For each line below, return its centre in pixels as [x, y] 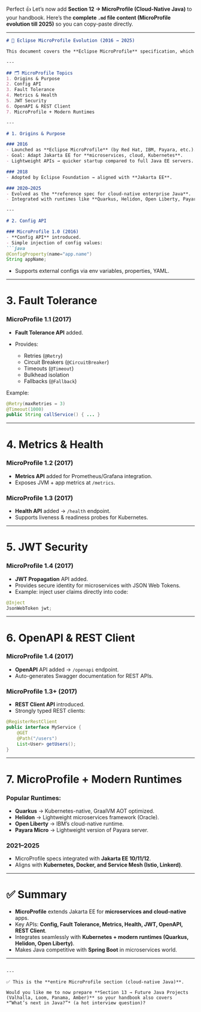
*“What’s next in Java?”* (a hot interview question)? [76, 1003]
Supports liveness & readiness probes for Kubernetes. [81, 518]
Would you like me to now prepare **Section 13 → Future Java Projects [97, 993]
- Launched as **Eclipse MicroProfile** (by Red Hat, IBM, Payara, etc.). [101, 150]
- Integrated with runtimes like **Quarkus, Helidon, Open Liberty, [93, 199]
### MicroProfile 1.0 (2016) [42, 232]
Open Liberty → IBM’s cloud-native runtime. [69, 823]
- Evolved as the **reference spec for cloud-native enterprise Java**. [99, 194]
